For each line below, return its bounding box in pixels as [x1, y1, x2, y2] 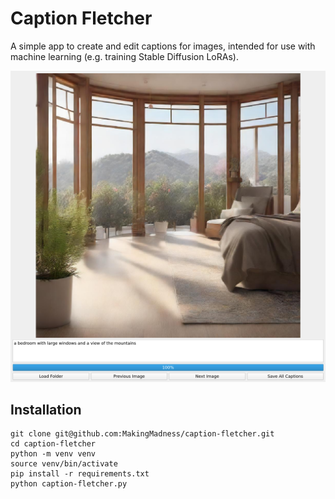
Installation [10, 401, 82, 418]
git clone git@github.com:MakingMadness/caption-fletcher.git [10, 429, 275, 439]
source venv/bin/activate [10, 459, 118, 469]
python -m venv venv [10, 449, 97, 459]
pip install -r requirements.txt [10, 469, 150, 479]
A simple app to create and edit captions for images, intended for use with [10, 40, 316, 52]
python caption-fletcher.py [10, 479, 128, 489]
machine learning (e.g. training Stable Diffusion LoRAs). [10, 50, 239, 62]
